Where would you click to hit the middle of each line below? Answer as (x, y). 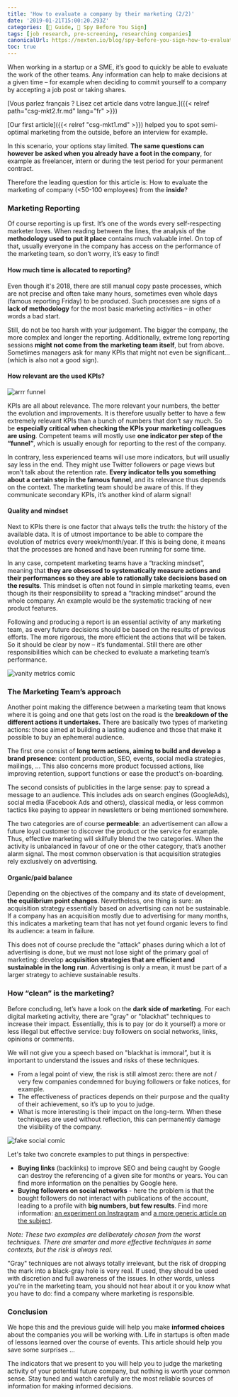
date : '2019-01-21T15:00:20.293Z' (58, 21)
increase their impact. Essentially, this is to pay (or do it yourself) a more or (117, 1024)
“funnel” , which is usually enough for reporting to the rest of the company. (117, 443)
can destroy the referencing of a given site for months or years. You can (123, 1175)
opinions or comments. (41, 1039)
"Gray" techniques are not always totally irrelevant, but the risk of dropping (117, 1263)
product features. (33, 608)
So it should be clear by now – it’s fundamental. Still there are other (105, 644)
